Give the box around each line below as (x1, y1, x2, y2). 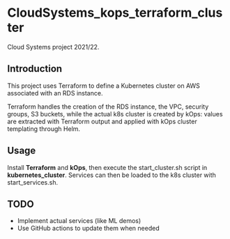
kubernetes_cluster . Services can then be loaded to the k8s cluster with (7, 171, 216, 179)
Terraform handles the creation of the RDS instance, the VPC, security (7, 102, 209, 111)
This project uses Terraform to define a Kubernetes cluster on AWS (7, 82, 201, 90)
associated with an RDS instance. (7, 88, 103, 97)
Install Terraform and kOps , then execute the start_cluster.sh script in (7, 163, 208, 171)
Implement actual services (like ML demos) (17, 217, 141, 225)
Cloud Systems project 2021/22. (7, 43, 100, 51)
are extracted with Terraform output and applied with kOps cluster (7, 117, 197, 125)
